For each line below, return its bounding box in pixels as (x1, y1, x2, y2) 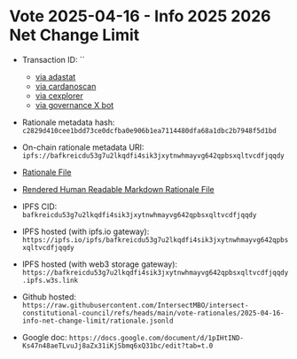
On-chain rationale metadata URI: (21, 142, 145, 152)
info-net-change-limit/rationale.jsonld (21, 316, 174, 325)
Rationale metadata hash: (21, 117, 115, 128)
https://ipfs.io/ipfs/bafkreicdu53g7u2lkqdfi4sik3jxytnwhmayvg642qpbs (21, 235, 289, 245)
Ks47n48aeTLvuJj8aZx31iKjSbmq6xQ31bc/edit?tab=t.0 (21, 341, 214, 350)
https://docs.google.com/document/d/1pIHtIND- (69, 333, 245, 342)
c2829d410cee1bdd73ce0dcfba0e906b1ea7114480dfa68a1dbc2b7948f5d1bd (21, 126, 277, 135)
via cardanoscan (35, 81, 97, 91)
